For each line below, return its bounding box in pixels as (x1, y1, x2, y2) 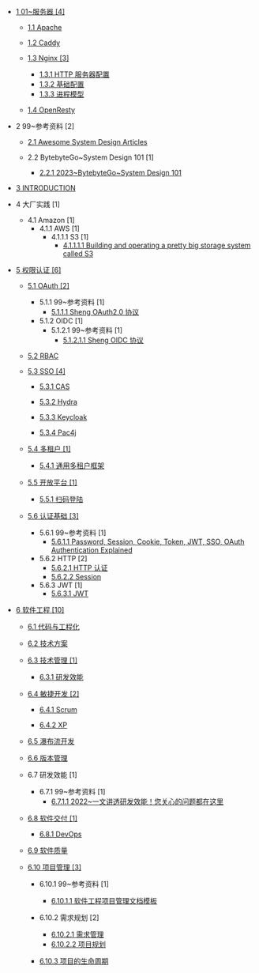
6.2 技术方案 (27, 639, 69, 648)
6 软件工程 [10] (15, 605, 65, 614)
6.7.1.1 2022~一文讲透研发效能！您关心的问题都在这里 (51, 797, 224, 806)
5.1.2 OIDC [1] (39, 316, 83, 326)
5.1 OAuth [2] (27, 281, 69, 290)
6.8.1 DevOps (39, 829, 82, 839)
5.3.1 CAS (39, 382, 70, 391)
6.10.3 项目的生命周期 (39, 956, 109, 966)
